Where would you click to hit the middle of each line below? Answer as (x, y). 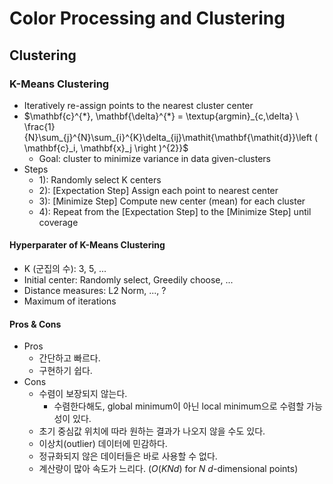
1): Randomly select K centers (100, 179)
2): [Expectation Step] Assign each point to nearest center (158, 190)
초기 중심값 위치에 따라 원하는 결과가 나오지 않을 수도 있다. (152, 431)
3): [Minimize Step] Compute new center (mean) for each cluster (172, 201)
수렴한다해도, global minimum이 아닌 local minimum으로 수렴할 (179, 406)
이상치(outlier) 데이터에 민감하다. (103, 444)
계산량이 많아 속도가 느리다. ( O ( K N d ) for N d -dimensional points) (168, 469)
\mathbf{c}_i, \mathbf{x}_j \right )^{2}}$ (106, 148)
